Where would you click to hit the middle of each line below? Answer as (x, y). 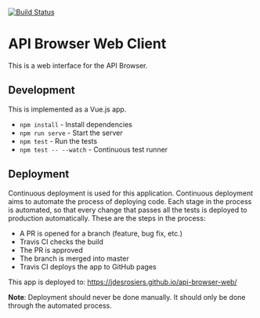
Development (42, 90)
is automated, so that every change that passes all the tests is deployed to (128, 210)
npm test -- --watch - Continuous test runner (94, 149)
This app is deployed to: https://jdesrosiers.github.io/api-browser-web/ (123, 282)
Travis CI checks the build (61, 241)
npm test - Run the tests (58, 141)
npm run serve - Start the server (71, 133)
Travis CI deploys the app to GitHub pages (88, 266)
